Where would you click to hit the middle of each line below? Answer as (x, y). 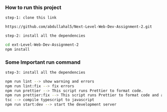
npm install (17, 49)
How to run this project (33, 7)
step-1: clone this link (31, 18)
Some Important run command (43, 62)
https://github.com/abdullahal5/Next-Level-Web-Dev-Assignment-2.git (79, 27)
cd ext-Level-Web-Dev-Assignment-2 (42, 45)
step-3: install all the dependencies (45, 72)
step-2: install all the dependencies (45, 36)
